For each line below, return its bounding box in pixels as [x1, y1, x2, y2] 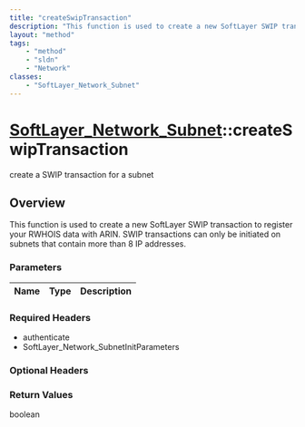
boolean [9, 409, 41, 420]
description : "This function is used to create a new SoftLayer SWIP [9, 22, 279, 31]
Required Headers [9, 311, 91, 324]
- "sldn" [25, 55, 59, 64]
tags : [9, 38, 30, 48]
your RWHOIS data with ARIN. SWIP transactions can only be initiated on [9, 228, 281, 240]
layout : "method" [9, 30, 75, 39]
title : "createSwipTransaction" [9, 13, 132, 23]
